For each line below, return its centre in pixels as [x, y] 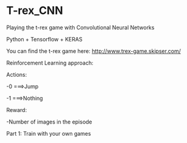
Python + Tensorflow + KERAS [45, 39]
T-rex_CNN [35, 11]
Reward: [17, 110]
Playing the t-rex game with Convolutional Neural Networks [80, 27]
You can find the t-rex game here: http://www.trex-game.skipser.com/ [93, 51]
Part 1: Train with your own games [49, 133]
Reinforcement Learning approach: [50, 63]
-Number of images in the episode [49, 122]
